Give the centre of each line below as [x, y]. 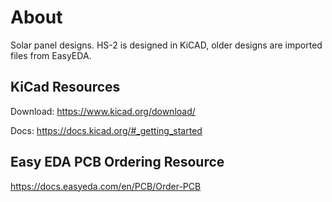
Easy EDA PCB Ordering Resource [117, 162]
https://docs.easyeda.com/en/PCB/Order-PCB [106, 186]
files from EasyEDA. [51, 55]
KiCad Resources [65, 87]
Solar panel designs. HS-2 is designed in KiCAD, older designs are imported [166, 45]
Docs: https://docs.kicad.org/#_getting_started [106, 130]
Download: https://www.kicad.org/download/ [103, 111]
